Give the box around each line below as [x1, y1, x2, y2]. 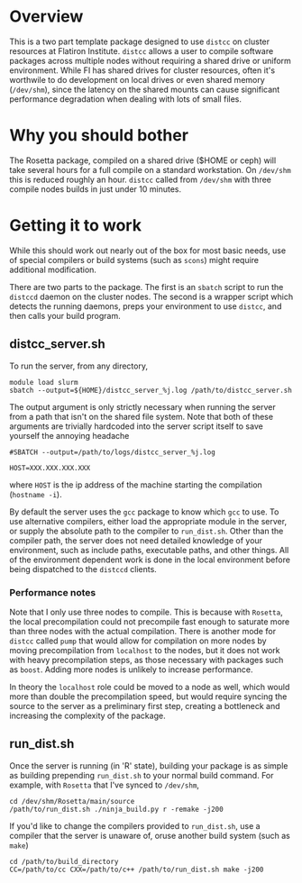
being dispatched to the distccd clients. [9, 563, 158, 574]
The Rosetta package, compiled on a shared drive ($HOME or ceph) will [9, 155, 277, 166]
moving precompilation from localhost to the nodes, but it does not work [9, 644, 281, 655]
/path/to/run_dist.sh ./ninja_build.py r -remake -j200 [9, 805, 224, 814]
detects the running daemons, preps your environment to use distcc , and [9, 300, 282, 312]
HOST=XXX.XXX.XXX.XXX [9, 463, 91, 472]
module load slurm [9, 378, 78, 387]
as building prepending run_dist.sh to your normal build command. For [9, 769, 274, 780]
